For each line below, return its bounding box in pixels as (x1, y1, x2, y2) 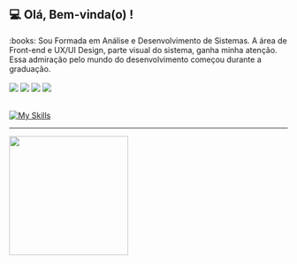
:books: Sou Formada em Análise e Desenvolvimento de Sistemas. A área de (9, 35, 287, 46)
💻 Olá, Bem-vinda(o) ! (9, 7, 134, 22)
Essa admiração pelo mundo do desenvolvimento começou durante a (9, 54, 263, 65)
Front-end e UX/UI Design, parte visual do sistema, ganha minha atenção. (9, 44, 278, 55)
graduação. (9, 63, 51, 74)
